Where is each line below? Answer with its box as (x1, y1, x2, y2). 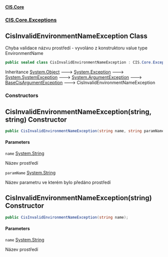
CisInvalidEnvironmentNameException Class (5, 31, 147, 40)
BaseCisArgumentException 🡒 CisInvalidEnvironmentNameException (5, 80, 155, 86)
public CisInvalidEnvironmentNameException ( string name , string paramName (5, 128, 164, 133)
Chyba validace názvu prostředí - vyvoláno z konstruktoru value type (5, 45, 147, 51)
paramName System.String (5, 170, 56, 176)
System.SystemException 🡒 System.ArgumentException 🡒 (5, 74, 142, 80)
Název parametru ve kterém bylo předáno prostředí (5, 180, 111, 186)
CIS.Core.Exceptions (5, 16, 57, 23)
